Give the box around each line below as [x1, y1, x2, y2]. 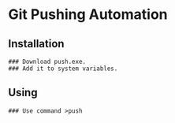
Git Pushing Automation [8, 6, 168, 24]
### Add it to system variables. [8, 65, 118, 73]
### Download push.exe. [8, 58, 87, 65]
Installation [8, 37, 65, 50]
